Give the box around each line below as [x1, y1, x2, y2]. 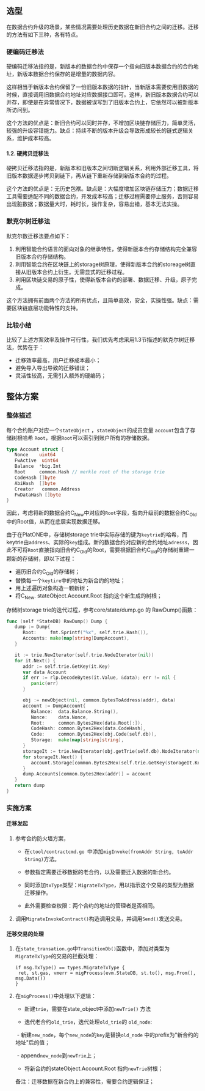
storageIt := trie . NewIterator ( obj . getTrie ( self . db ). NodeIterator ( [22, 748, 198, 754]
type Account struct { [6, 446, 64, 453]
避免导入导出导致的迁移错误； [15, 364, 90, 371]
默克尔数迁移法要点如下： [6, 232, 71, 240]
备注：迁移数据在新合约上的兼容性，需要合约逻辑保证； [15, 1078, 154, 1085]
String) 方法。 [24, 856, 60, 863]
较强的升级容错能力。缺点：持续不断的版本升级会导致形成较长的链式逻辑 [6, 127, 188, 135]
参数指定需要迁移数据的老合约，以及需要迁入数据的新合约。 [24, 868, 174, 876]
